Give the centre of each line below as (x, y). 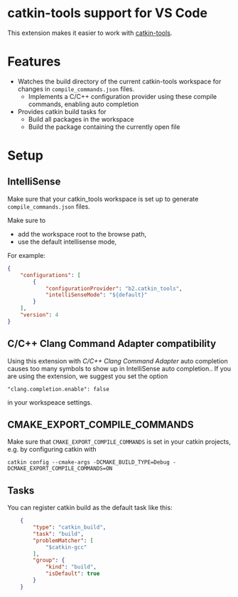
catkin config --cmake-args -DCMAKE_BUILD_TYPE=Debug (89, 462)
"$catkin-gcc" (66, 547)
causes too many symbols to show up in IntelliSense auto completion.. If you (119, 368)
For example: (27, 255)
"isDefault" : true (72, 574)
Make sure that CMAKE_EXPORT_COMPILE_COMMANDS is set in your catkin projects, (119, 442)
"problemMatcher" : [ (63, 540)
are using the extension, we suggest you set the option (88, 376)
